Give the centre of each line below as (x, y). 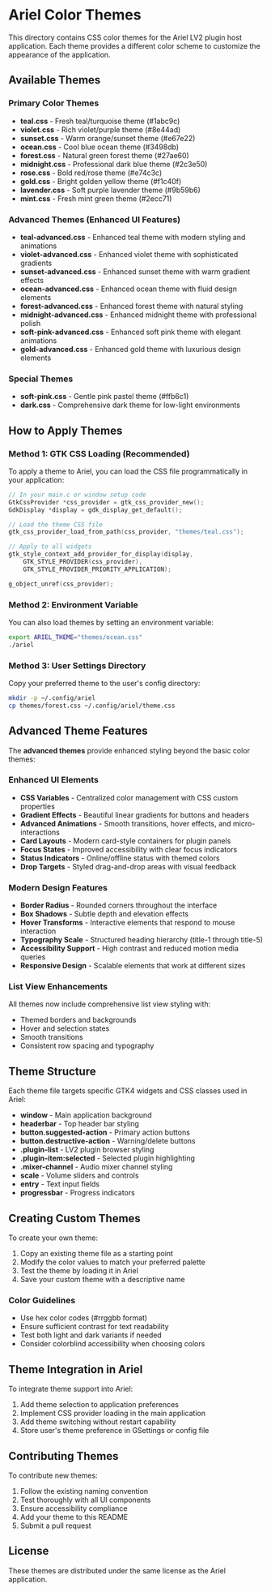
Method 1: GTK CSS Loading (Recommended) (99, 453)
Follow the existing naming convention (84, 1491)
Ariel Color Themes (75, 15)
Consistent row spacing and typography (87, 1046)
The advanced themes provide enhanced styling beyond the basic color (129, 750)
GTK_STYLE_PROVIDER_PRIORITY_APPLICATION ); (97, 569)
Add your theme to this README (74, 1517)
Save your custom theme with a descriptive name (102, 1280)
